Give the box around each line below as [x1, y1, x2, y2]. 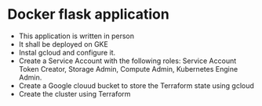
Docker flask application [7, 5, 169, 23]
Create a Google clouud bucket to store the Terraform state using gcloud [18, 80, 254, 90]
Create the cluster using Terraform [18, 89, 131, 98]
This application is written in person [18, 31, 135, 41]
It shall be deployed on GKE [18, 39, 109, 48]
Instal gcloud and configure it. [18, 48, 116, 57]
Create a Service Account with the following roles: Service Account [18, 56, 237, 65]
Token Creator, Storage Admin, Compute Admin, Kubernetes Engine [18, 64, 238, 73]
